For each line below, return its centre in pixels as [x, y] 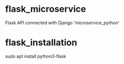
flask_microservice [46, 9]
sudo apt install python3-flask [36, 56]
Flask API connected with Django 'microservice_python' [62, 23]
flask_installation [41, 43]
